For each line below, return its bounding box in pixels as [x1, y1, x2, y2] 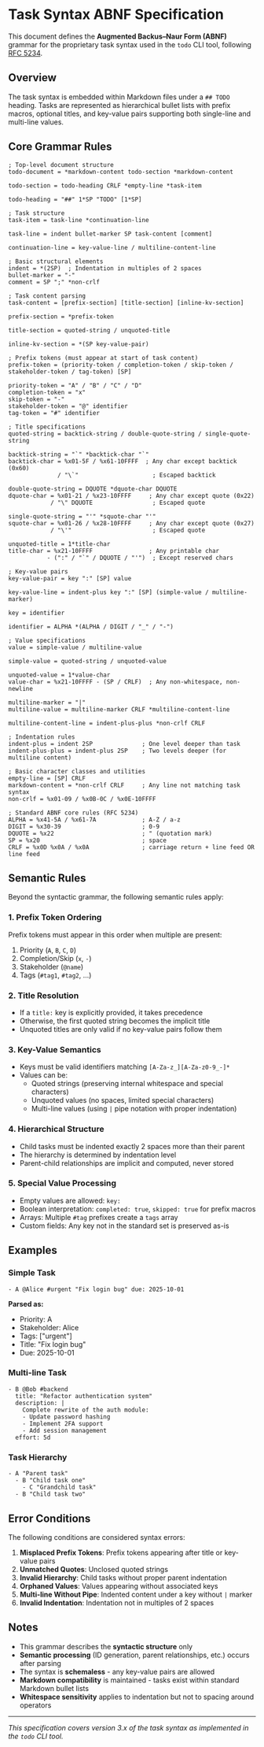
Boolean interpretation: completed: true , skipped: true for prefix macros [19, 1204, 256, 1214]
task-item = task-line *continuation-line [8, 216, 149, 224]
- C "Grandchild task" [22, 1483, 97, 1492]
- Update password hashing [22, 1412, 111, 1421]
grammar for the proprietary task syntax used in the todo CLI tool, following [8, 39, 251, 49]
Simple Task [8, 1267, 57, 1278]
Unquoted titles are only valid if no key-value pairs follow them [19, 1024, 222, 1033]
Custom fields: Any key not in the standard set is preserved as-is [19, 1221, 229, 1230]
